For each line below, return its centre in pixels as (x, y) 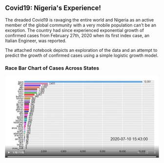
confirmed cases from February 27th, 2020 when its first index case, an (77, 35)
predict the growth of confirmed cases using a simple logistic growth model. (82, 55)
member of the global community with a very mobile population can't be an (81, 25)
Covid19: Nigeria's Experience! (53, 8)
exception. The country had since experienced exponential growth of (74, 30)
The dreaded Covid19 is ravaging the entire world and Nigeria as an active (80, 20)
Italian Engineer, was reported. (36, 41)
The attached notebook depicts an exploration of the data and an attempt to (81, 50)
